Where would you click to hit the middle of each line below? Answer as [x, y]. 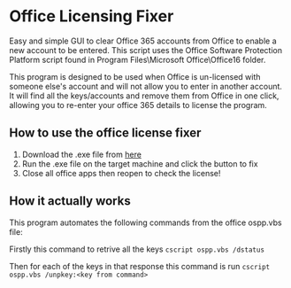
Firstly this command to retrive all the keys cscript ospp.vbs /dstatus [137, 249]
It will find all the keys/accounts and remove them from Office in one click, [144, 96]
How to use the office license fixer [105, 133]
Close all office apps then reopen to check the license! [121, 173]
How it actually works [70, 201]
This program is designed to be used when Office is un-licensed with [135, 76]
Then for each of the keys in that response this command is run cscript [140, 266]
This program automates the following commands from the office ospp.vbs [145, 222]
